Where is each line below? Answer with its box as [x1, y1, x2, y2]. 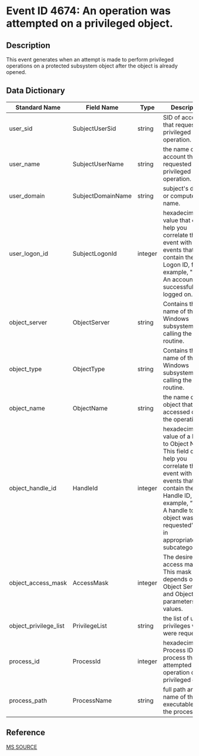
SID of [162, 113, 181, 121]
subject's [162, 184, 189, 192]
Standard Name [15, 103, 61, 111]
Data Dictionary [6, 86, 65, 96]
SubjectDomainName [72, 191, 132, 200]
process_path [9, 696, 47, 704]
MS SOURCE [6, 743, 37, 750]
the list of [162, 614, 190, 622]
